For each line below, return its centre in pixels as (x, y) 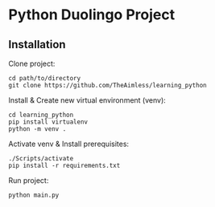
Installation (37, 45)
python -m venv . (37, 129)
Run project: (29, 181)
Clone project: (32, 63)
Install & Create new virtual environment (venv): (87, 100)
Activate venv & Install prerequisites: (69, 144)
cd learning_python (41, 115)
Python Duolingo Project (92, 15)
